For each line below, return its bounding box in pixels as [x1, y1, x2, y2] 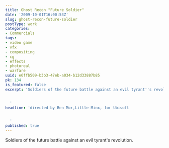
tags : [5, 36, 17, 41]
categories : [5, 26, 30, 31]
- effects [5, 59, 26, 64]
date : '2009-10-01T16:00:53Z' [5, 12, 69, 17]
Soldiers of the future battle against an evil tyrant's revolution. [5, 137, 133, 143]
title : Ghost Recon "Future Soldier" [5, 7, 84, 13]
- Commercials [5, 31, 35, 36]
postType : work [5, 21, 37, 27]
